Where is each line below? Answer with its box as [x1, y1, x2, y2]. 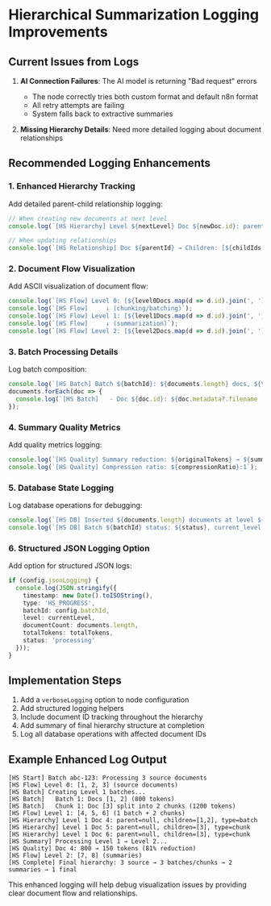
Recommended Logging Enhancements [8, 156, 211, 170]
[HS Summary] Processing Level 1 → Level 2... [8, 837, 168, 846]
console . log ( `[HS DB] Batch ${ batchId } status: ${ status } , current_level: [8, 523, 265, 531]
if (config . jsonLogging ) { [8, 576, 99, 585]
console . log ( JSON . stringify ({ [15, 584, 117, 592]
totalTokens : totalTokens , [23, 629, 114, 638]
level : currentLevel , [23, 614, 95, 622]
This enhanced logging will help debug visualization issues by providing [8, 880, 248, 890]
